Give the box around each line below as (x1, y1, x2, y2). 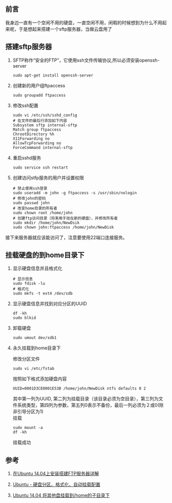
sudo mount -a (12, 425, 43, 431)
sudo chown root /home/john (12, 210, 73, 215)
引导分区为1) (17, 408, 44, 415)
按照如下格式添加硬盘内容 (12, 376, 67, 382)
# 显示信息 (12, 276, 33, 282)
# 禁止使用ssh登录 (12, 185, 48, 191)
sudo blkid (12, 315, 36, 321)
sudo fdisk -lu (12, 281, 46, 286)
